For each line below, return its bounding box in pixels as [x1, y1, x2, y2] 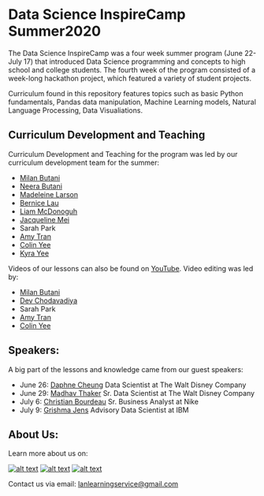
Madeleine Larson [19, 189, 79, 199]
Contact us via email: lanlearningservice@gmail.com [8, 479, 179, 489]
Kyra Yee [19, 248, 50, 258]
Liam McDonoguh [19, 207, 78, 216]
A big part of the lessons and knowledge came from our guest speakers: [8, 364, 244, 374]
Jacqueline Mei [19, 214, 70, 224]
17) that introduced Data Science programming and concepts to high [23, 57, 246, 66]
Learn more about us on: [8, 449, 88, 458]
